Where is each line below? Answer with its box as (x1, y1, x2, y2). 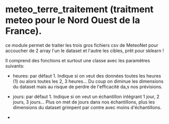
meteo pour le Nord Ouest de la (5, 14, 140, 26)
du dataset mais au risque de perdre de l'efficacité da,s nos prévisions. (12, 83, 163, 90)
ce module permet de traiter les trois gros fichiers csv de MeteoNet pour (5, 42, 159, 48)
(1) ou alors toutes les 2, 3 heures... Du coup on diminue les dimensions (12, 78, 164, 84)
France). (5, 26, 42, 37)
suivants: (5, 63, 25, 69)
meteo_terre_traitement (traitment (5, 4, 154, 15)
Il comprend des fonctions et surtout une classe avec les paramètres (5, 57, 150, 63)
